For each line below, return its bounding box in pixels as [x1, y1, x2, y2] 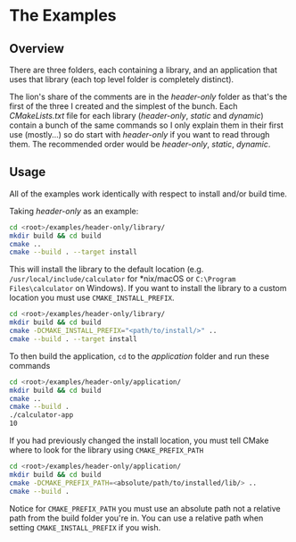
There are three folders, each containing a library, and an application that [9, 64, 278, 75]
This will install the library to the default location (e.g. [9, 264, 204, 275]
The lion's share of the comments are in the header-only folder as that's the [9, 91, 288, 102]
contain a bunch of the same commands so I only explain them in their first [9, 120, 284, 130]
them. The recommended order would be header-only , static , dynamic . [9, 139, 271, 149]
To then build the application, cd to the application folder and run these [9, 350, 270, 362]
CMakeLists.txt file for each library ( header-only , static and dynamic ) [9, 111, 265, 121]
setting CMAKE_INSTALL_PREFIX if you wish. [9, 521, 161, 532]
